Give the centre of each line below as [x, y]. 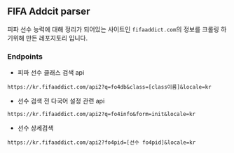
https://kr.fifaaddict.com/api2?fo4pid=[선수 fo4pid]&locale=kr [102, 143]
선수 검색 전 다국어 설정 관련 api [61, 101]
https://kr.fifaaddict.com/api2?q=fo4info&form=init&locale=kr [102, 115]
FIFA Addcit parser [49, 12]
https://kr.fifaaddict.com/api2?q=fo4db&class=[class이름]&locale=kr [109, 87]
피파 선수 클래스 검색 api [51, 73]
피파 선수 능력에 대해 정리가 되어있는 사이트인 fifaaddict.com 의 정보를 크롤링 [113, 29]
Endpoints [25, 57]
